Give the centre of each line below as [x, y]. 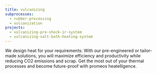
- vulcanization [26, 23]
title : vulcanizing [25, 9]
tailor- [146, 50]
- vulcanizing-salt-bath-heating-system [51, 37]
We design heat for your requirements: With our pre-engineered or [72, 50]
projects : [15, 28]
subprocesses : [20, 14]
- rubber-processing [30, 18]
